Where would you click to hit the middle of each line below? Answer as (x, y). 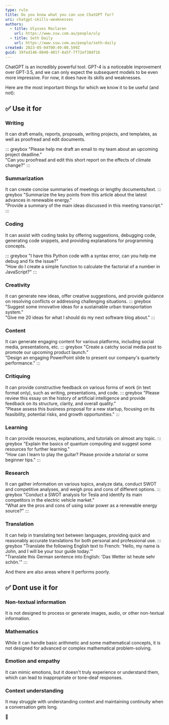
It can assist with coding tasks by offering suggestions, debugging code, (81, 235)
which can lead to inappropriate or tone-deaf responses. (64, 677)
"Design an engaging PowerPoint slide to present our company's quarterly (82, 358)
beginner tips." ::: (23, 460)
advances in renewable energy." (39, 200)
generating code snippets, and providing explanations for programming (79, 240)
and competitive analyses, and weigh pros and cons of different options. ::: (83, 490)
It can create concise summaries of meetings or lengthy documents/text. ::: (83, 189)
